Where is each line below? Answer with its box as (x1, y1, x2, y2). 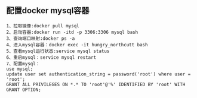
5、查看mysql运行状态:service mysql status (6, 48, 110, 54)
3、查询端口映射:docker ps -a (6, 35, 75, 42)
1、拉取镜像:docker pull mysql (6, 23, 79, 29)
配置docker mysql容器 (6, 5, 90, 16)
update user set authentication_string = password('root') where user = (6, 71, 191, 77)
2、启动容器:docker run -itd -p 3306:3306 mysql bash (6, 29, 138, 35)
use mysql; (6, 66, 33, 72)
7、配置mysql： (6, 61, 41, 67)
